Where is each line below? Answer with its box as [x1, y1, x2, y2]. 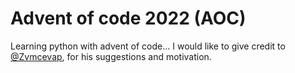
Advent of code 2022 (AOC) [10, 7, 247, 30]
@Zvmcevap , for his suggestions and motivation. [10, 50, 212, 62]
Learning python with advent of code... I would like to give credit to [10, 40, 286, 52]
